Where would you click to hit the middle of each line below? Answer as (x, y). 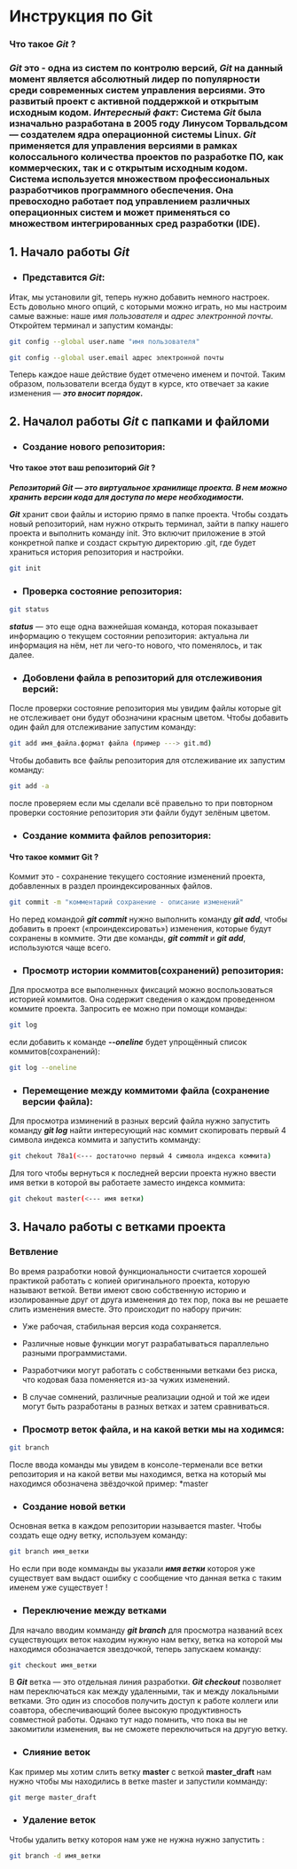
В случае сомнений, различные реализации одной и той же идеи (146, 1396)
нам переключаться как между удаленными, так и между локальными (144, 1691)
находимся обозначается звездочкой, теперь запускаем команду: (135, 1649)
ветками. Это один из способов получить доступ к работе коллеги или (144, 1701)
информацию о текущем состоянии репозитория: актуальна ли (129, 636)
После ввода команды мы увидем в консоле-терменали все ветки (136, 1465)
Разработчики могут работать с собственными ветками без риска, (149, 1370)
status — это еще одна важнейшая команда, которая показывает (134, 627)
